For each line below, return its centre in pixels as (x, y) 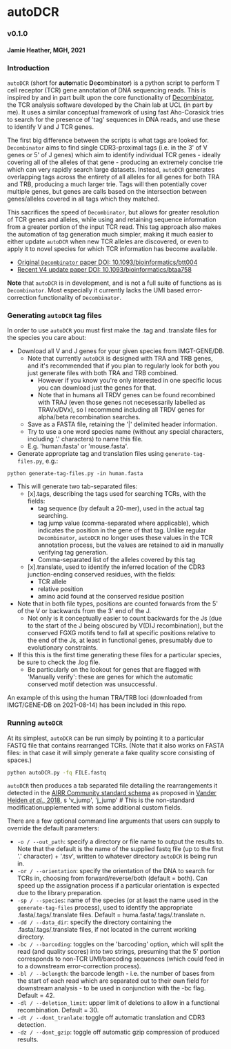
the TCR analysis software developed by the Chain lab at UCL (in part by (110, 105)
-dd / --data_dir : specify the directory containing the (94, 922)
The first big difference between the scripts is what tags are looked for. (108, 140)
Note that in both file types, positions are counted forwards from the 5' (118, 603)
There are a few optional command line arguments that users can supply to (114, 821)
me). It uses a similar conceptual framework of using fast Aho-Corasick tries (115, 112)
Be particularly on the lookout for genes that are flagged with (114, 670)
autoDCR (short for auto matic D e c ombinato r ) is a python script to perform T (114, 83)
